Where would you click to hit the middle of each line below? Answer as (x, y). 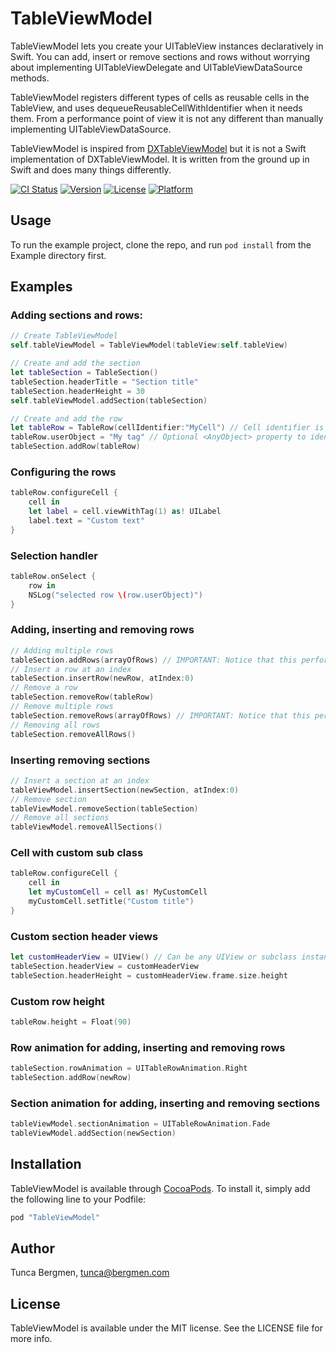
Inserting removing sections (80, 760)
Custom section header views (84, 936)
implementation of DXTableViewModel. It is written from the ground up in (160, 159)
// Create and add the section (75, 363)
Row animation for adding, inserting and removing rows (148, 1047)
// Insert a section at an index (80, 780)
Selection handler (54, 555)
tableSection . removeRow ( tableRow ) (82, 697)
